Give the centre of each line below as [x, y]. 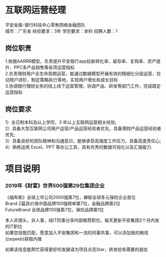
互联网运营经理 [36, 10]
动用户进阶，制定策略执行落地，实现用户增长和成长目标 [61, 79]
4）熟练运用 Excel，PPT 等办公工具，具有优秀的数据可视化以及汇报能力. [79, 147]
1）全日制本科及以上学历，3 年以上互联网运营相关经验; [61, 122]
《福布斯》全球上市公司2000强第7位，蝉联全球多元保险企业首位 [70, 197]
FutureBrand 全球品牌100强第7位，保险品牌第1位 [55, 210]
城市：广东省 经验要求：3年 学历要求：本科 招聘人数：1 [61, 31]
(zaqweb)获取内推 [24, 239]
